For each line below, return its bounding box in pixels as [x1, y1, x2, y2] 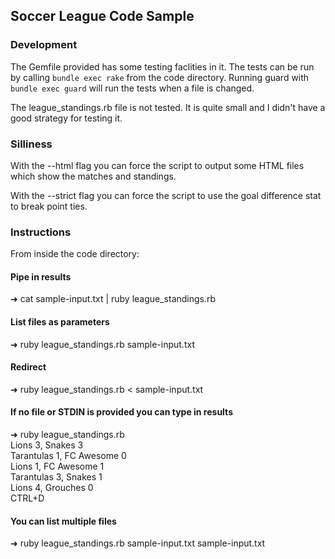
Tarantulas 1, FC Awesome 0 [10, 450, 127, 462]
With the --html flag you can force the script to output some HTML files [10, 159, 305, 171]
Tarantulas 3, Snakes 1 [10, 471, 103, 483]
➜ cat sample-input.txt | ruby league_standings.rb [10, 293, 217, 305]
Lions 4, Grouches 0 [10, 482, 94, 494]
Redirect [10, 361, 47, 373]
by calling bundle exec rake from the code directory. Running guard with [10, 71, 310, 83]
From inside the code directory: [10, 248, 140, 260]
